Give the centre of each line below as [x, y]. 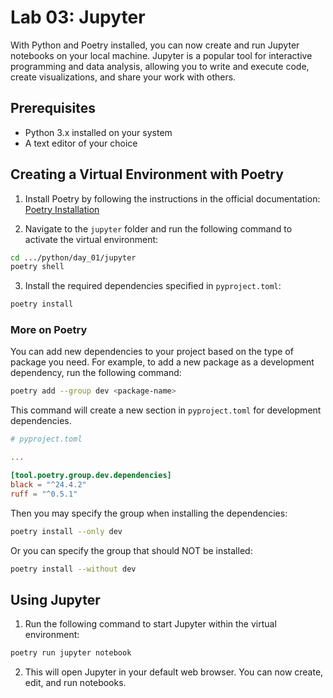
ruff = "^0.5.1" [44, 494]
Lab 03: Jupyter [78, 17]
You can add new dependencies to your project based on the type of [152, 352]
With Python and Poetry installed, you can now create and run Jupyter [155, 45]
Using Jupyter [55, 599]
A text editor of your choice [81, 143]
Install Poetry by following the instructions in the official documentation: [172, 198]
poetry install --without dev [73, 569]
